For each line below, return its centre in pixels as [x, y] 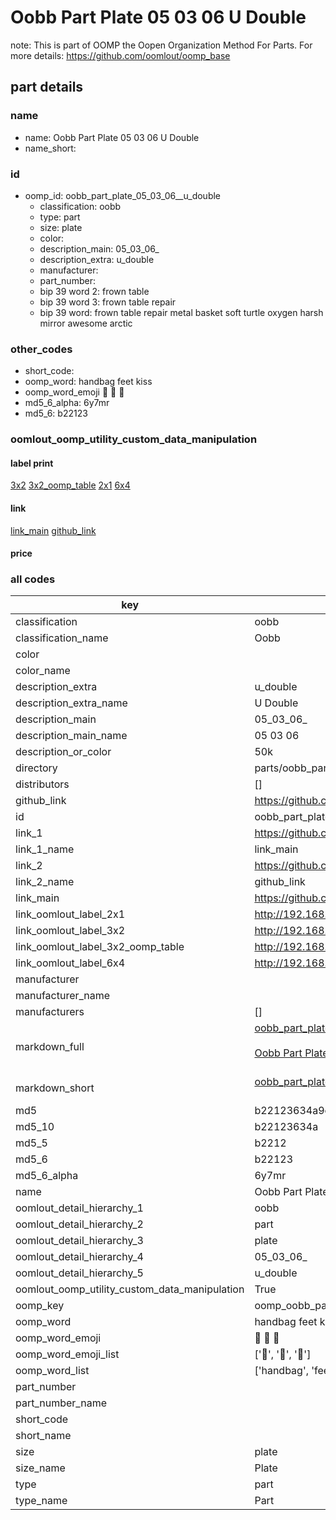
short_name [43, 1436]
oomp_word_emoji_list [67, 1354]
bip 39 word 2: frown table [94, 291]
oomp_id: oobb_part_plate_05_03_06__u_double [123, 195]
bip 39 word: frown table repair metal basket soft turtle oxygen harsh [181, 312]
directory [36, 768]
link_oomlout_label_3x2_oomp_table [100, 947]
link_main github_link [53, 530]
